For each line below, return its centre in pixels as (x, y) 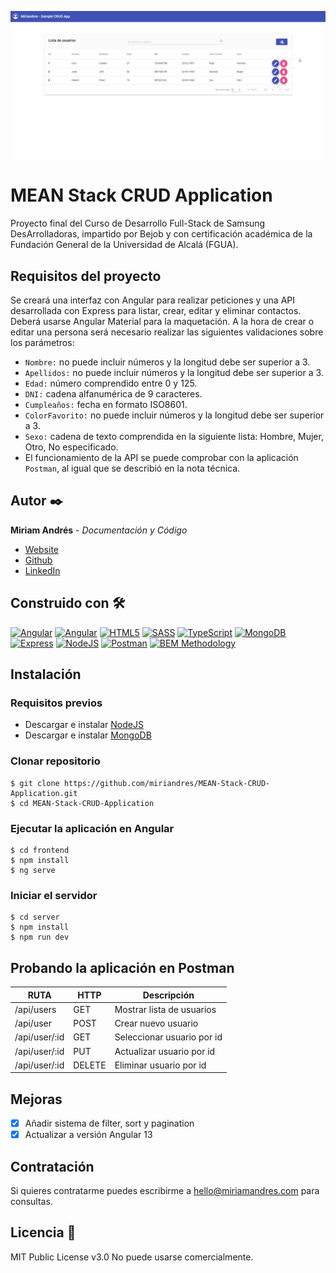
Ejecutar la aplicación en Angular (92, 828)
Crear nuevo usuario (156, 1023)
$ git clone (35, 783)
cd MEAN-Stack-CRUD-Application (87, 803)
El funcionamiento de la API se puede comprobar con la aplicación (161, 457)
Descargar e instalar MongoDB (88, 735)
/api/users (35, 1009)
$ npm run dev (40, 937)
